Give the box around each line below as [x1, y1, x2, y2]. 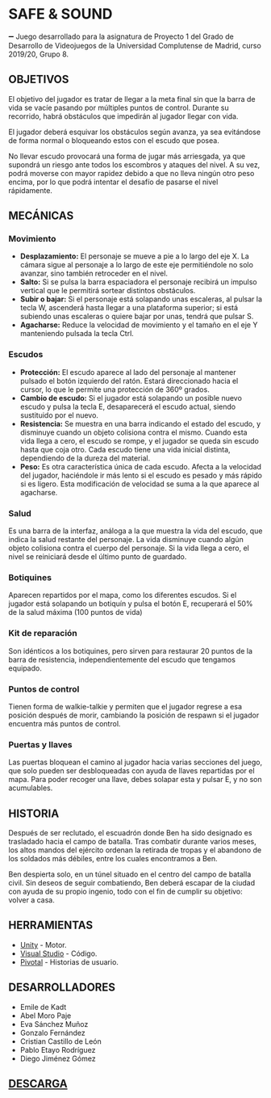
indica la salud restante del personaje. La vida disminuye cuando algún [8, 535, 244, 545]
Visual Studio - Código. [19, 949, 98, 958]
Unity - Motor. [19, 940, 67, 949]
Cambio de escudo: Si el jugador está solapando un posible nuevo [19, 393, 242, 402]
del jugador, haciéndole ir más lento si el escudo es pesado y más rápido [19, 470, 263, 480]
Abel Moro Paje [19, 1011, 72, 1020]
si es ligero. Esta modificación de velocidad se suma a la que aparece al [19, 478, 260, 489]
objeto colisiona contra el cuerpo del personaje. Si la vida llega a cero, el [8, 543, 250, 553]
